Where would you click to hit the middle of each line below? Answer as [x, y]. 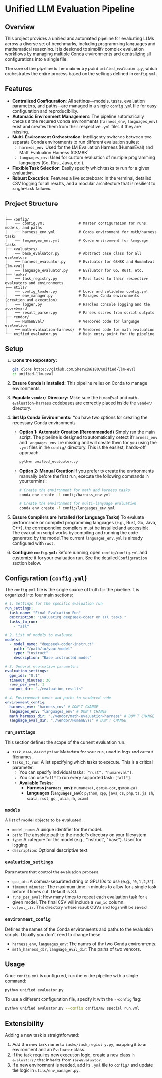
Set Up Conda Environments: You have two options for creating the [80, 418]
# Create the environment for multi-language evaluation [78, 503]
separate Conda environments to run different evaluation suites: [75, 142]
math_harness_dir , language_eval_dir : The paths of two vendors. [76, 949]
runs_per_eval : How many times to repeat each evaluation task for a [80, 897]
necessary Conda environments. [44, 423]
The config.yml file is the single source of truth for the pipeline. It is [72, 590]
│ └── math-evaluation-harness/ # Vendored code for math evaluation [80, 330]
